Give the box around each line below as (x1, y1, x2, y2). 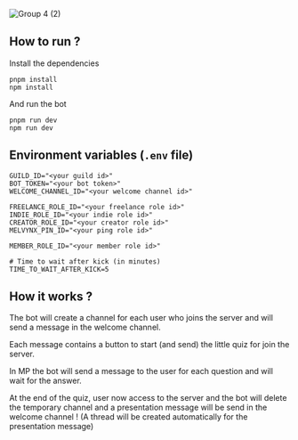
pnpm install (9, 75, 58, 84)
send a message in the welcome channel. (9, 322, 162, 333)
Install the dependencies (9, 58, 100, 69)
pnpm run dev (9, 116, 58, 125)
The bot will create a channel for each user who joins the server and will (9, 313, 274, 323)
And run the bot (9, 98, 67, 109)
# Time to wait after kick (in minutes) (9, 257, 162, 266)
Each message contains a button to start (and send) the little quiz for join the (9, 339, 290, 350)
